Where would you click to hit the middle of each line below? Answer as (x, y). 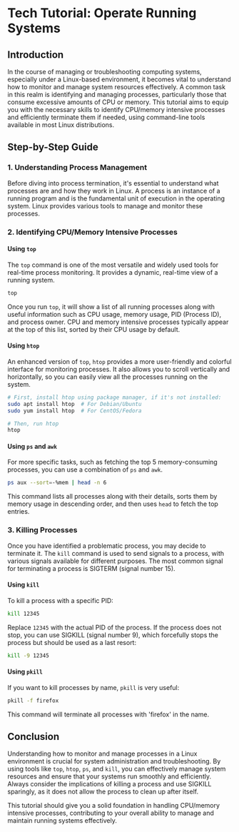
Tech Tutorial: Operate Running (102, 13)
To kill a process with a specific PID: (61, 600)
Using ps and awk (32, 446)
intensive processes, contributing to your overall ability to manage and (111, 813)
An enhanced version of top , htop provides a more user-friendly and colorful (119, 361)
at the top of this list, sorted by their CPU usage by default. (94, 329)
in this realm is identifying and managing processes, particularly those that (117, 95)
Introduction (36, 55)
